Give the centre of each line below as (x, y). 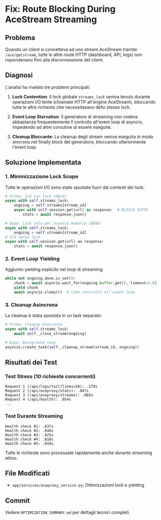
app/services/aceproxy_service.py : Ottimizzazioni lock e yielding (78, 485)
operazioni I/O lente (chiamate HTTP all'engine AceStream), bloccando (84, 102)
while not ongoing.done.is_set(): (40, 279)
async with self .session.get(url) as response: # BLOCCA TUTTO (81, 210)
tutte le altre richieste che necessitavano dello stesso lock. (71, 107)
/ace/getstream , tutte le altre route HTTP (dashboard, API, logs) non (74, 55)
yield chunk (26, 288)
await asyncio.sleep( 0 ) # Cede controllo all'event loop (74, 292)
